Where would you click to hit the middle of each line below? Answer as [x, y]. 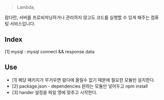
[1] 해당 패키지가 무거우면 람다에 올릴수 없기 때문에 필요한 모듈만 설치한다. [83, 80]
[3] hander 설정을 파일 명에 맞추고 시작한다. [55, 92]
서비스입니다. [23, 24]
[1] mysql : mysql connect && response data [50, 51]
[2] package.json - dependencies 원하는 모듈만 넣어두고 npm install [80, 86]
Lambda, [26, 7]
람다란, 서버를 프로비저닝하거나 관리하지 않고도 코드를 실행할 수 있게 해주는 [77, 17]
